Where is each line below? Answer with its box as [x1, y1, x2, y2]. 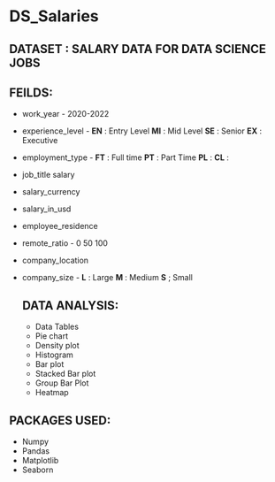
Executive [21, 135, 58, 146]
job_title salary [21, 170, 75, 180]
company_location [21, 255, 89, 266]
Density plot [34, 340, 80, 351]
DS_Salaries [9, 6, 99, 27]
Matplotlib [21, 455, 59, 466]
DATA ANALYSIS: [21, 298, 119, 313]
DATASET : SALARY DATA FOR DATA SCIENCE [9, 42, 267, 57]
